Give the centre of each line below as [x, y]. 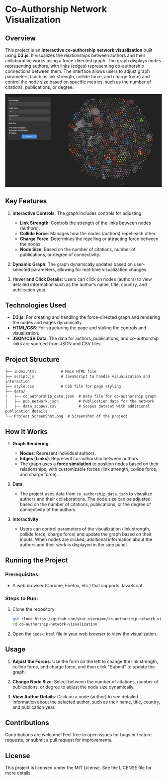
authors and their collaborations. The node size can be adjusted [85, 499]
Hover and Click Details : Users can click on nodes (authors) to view [82, 279]
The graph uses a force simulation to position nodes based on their [89, 464]
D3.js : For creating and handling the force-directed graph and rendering [86, 317]
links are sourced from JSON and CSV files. [57, 344]
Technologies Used [36, 305]
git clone [23, 619]
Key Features [26, 201]
